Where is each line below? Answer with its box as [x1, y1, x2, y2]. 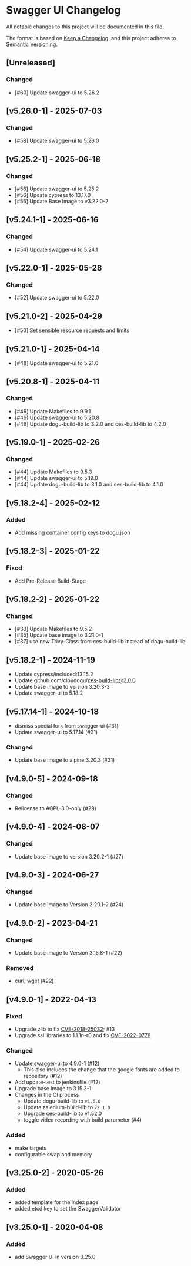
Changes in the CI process [14, 1091, 79, 1099]
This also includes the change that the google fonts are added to [23, 1066, 180, 1073]
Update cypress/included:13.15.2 [14, 670, 93, 678]
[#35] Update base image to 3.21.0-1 [14, 632, 104, 639]
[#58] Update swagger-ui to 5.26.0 [14, 137, 99, 144]
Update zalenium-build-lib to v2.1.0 [23, 1104, 110, 1111]
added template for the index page [14, 1199, 99, 1206]
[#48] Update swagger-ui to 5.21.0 [14, 360, 99, 366]
